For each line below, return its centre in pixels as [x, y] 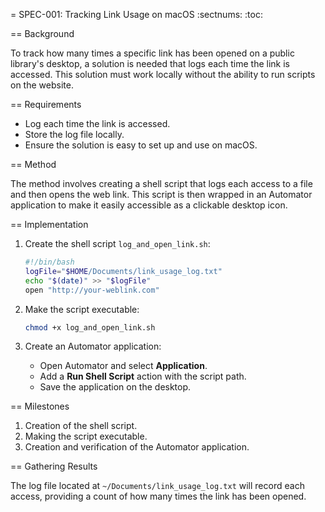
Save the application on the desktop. [115, 387]
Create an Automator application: [93, 346]
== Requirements [46, 104]
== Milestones [40, 406]
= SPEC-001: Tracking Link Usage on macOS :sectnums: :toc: [136, 14]
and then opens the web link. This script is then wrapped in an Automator [161, 194]
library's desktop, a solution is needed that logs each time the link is [150, 63]
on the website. [42, 85]
